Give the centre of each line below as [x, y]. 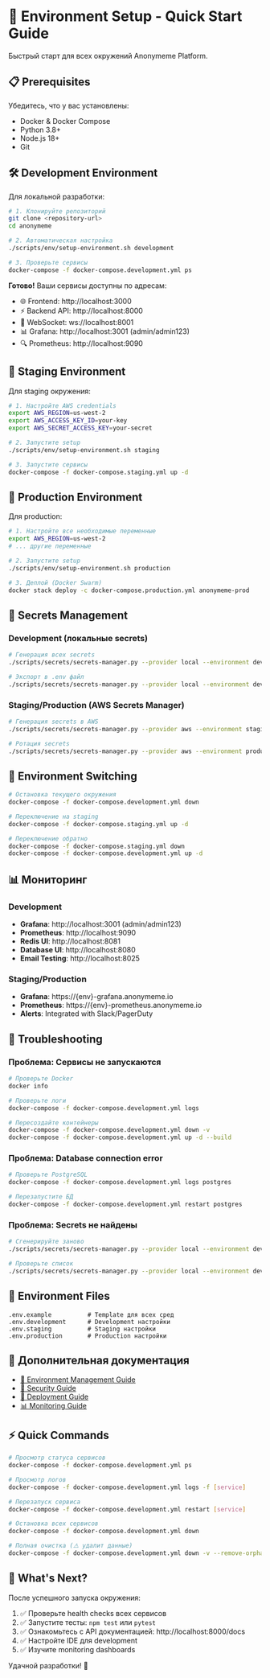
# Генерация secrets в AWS [53, 722]
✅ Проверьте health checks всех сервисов [93, 1613]
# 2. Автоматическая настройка [61, 241]
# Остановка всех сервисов [53, 1524]
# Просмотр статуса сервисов [57, 1458]
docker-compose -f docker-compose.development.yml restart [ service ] [127, 1509]
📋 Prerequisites [49, 82]
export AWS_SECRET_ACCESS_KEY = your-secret [80, 428]
